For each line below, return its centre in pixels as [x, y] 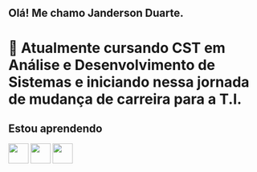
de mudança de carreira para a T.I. [125, 99]
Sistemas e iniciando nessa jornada [129, 82]
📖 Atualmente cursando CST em [117, 48]
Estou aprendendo [55, 128]
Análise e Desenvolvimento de [112, 65]
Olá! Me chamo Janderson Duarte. [96, 13]
